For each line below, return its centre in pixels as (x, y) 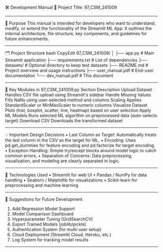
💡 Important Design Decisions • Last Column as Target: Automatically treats (81, 135)
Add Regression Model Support (43, 209)
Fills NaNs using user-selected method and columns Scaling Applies (73, 100)
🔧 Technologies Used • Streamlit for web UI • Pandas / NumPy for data (76, 175)
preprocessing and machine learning (42, 185)
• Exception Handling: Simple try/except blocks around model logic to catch (81, 150)
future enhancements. (27, 39)
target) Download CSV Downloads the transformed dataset (64, 121)
